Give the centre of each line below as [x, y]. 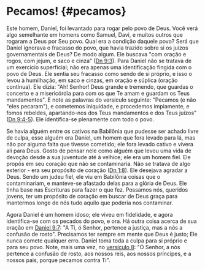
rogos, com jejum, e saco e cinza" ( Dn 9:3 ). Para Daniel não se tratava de [99, 61]
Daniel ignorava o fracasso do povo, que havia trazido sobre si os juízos [97, 48]
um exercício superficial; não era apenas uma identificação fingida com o [99, 67]
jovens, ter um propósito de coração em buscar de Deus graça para [92, 196]
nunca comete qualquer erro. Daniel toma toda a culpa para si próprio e [97, 241]
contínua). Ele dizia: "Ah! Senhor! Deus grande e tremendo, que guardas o [100, 86]
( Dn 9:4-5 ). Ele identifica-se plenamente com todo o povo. [80, 119]
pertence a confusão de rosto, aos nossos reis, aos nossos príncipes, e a [99, 253]
